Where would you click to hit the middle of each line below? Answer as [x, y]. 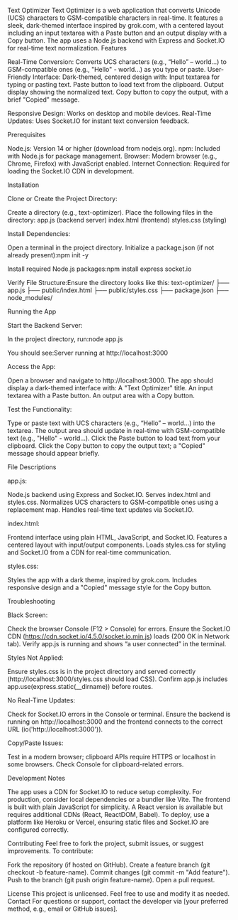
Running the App [32, 311]
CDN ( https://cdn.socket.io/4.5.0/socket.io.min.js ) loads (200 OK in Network [119, 636]
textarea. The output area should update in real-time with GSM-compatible [116, 430]
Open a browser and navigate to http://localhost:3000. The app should [110, 380]
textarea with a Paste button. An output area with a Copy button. [101, 395]
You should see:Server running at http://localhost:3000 [88, 353]
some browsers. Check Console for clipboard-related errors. [96, 764]
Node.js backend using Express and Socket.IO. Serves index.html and [109, 494]
